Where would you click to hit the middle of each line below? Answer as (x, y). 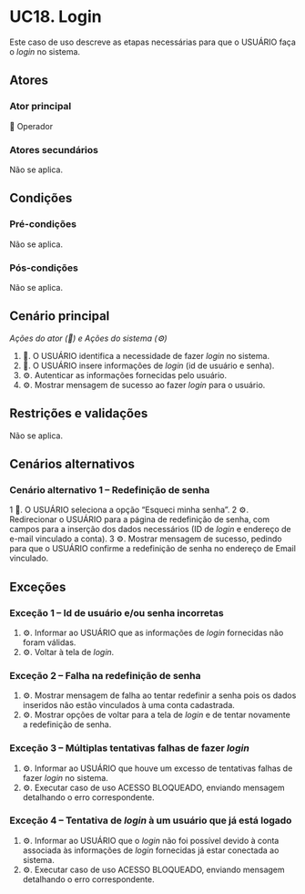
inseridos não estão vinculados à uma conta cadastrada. (128, 705)
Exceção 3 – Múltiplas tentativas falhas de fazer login (130, 748)
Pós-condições (44, 268)
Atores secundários (54, 149)
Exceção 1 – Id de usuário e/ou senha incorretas (117, 612)
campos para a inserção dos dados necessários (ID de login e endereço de (150, 529)
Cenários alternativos (72, 463)
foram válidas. (49, 642)
